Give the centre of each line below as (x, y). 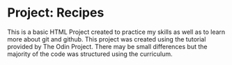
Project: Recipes (56, 13)
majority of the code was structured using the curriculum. (90, 54)
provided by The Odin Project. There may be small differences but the (107, 46)
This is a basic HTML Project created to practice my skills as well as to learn (116, 32)
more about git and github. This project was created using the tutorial (107, 39)
